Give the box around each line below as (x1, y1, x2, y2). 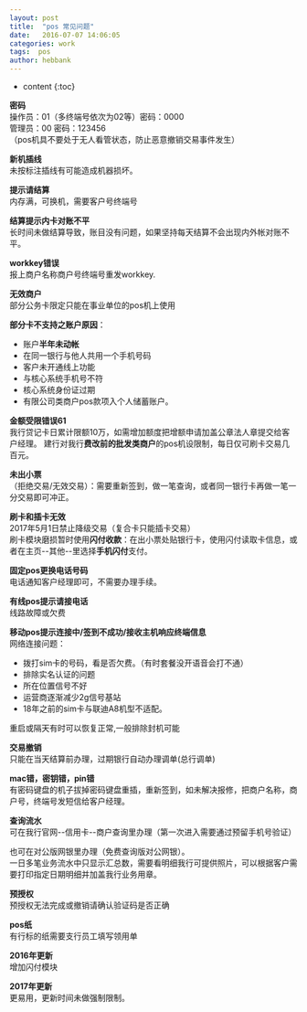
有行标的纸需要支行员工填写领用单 (9, 931, 138, 942)
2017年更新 (9, 981, 53, 992)
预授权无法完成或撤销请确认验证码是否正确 (9, 900, 170, 911)
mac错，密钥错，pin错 (9, 773, 95, 783)
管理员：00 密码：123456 (9, 123, 107, 133)
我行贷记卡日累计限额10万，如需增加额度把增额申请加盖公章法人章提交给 (9, 427, 282, 437)
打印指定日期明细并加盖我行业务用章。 (16, 869, 162, 879)
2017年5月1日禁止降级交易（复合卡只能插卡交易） (9, 523, 196, 533)
